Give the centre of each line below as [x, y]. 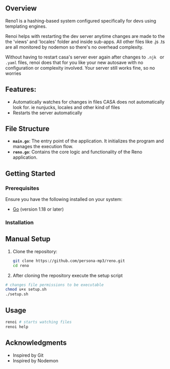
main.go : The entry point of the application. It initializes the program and [88, 141]
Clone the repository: [35, 251]
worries [13, 73]
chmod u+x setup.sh [26, 290]
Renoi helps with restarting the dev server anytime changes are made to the [85, 36]
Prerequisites [22, 188]
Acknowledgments [36, 343]
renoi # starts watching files [39, 322]
